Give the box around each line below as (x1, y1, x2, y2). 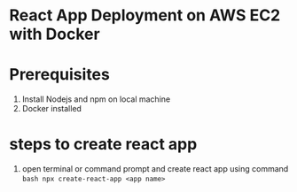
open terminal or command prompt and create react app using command (21, 164, 289, 174)
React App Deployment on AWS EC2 (9, 5, 281, 26)
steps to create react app (9, 134, 198, 155)
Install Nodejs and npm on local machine (21, 94, 171, 104)
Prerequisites (9, 65, 111, 85)
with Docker (9, 24, 100, 44)
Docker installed (21, 104, 82, 114)
